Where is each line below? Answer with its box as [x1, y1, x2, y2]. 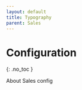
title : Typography [6, 14, 52, 20]
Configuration [6, 46, 77, 59]
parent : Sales [6, 20, 42, 26]
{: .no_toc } [6, 65, 33, 73]
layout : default [6, 8, 46, 15]
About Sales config [6, 77, 53, 85]
